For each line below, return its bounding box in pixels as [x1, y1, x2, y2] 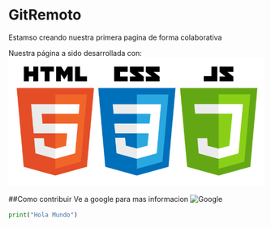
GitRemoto [8, 6, 82, 24]
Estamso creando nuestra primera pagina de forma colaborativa [8, 32, 222, 42]
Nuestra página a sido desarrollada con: [8, 48, 142, 58]
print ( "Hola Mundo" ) [8, 211, 79, 220]
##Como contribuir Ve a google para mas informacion [8, 195, 189, 204]
